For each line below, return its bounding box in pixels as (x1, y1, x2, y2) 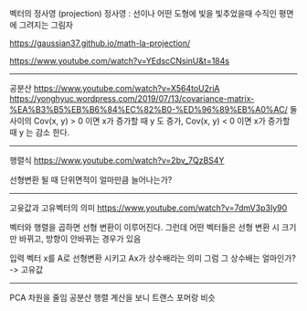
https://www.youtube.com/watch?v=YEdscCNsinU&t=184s (9, 56, 230, 66)
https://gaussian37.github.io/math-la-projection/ (9, 38, 191, 48)
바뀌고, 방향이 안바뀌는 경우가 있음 (18, 233, 142, 244)
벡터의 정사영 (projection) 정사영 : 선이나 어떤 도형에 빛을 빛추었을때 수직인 (9, 8, 277, 18)
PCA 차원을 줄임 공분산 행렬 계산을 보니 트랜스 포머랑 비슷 (9, 292, 217, 303)
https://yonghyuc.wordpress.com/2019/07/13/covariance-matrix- (9, 93, 255, 103)
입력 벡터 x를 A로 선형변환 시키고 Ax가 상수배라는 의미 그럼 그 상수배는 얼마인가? (9, 252, 297, 263)
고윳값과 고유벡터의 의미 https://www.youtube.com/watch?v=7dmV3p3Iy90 (9, 202, 288, 213)
